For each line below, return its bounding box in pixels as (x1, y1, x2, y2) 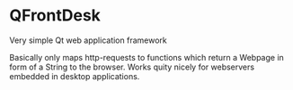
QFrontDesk (9, 5, 102, 26)
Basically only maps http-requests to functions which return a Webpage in (9, 52, 285, 62)
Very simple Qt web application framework (9, 35, 168, 45)
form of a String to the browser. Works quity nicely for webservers (9, 61, 254, 72)
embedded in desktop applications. (9, 70, 140, 81)
